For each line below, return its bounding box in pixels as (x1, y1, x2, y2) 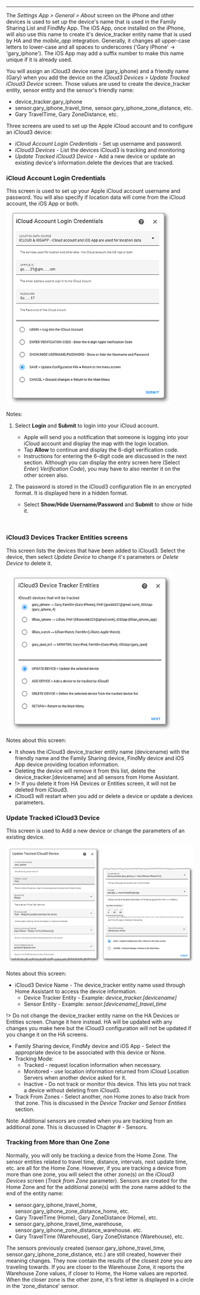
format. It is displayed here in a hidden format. (14, 489, 129, 496)
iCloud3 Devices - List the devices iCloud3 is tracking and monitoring (14, 146, 185, 154)
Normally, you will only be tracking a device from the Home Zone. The (6, 1152, 178, 1159)
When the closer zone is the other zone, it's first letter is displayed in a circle (6, 1276, 194, 1283)
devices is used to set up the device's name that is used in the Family (6, 18, 177, 25)
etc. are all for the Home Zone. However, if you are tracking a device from (6, 1164, 186, 1171)
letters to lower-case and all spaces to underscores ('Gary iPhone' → (6, 43, 176, 51)
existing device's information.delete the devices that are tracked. (14, 159, 174, 166)
